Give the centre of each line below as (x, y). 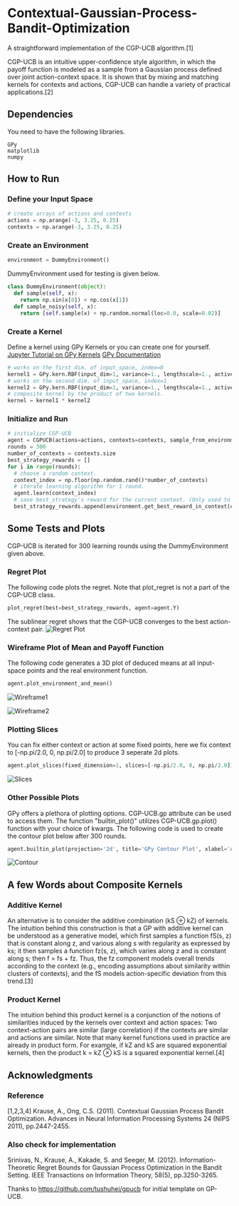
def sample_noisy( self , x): (55, 306)
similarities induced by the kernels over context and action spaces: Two (112, 1022)
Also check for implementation (62, 1145)
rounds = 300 (27, 447)
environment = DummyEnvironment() (59, 260)
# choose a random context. (55, 473)
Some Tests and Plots (56, 529)
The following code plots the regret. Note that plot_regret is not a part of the (118, 587)
